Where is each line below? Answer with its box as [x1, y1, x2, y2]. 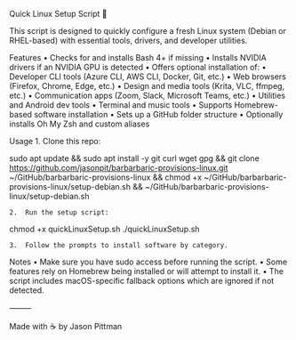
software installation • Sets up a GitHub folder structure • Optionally [34, 109, 284, 119]
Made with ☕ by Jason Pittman [9, 321, 123, 331]
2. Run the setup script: [9, 208, 109, 217]
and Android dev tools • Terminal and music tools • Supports [9, 100, 233, 110]
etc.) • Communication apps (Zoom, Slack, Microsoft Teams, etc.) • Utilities [9, 90, 286, 101]
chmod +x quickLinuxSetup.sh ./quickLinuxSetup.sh [9, 223, 200, 234]
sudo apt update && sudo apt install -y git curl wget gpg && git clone [9, 153, 260, 164]
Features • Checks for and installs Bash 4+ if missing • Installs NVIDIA [9, 53, 267, 62]
